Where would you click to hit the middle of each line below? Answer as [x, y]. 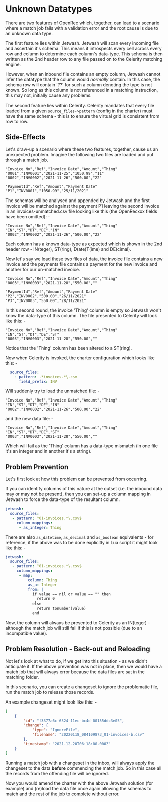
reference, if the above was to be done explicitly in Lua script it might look [81, 542]
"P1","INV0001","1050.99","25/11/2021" [47, 191]
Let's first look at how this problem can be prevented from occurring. [76, 479]
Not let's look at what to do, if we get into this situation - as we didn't [76, 661]
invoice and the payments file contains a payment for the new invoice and [81, 264]
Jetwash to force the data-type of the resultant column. [63, 499]
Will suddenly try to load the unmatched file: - [52, 391]
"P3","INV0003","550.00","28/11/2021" [46, 300]
